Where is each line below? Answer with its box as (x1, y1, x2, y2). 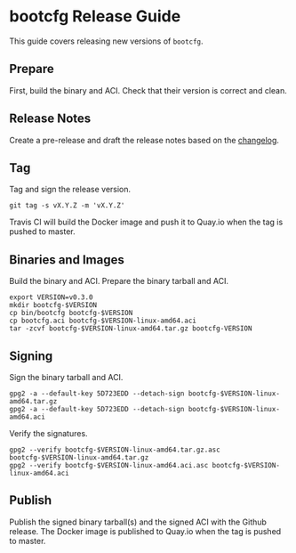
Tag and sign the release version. (9, 184, 132, 195)
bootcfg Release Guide (9, 6, 181, 27)
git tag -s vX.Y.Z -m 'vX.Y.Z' (9, 201, 125, 210)
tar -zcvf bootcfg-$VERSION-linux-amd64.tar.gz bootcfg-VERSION (9, 324, 252, 333)
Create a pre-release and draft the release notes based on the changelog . (9, 134, 280, 145)
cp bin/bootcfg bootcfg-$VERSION (9, 309, 133, 318)
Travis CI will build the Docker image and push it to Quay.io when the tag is (9, 216, 284, 228)
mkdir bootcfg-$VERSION (9, 301, 98, 310)
